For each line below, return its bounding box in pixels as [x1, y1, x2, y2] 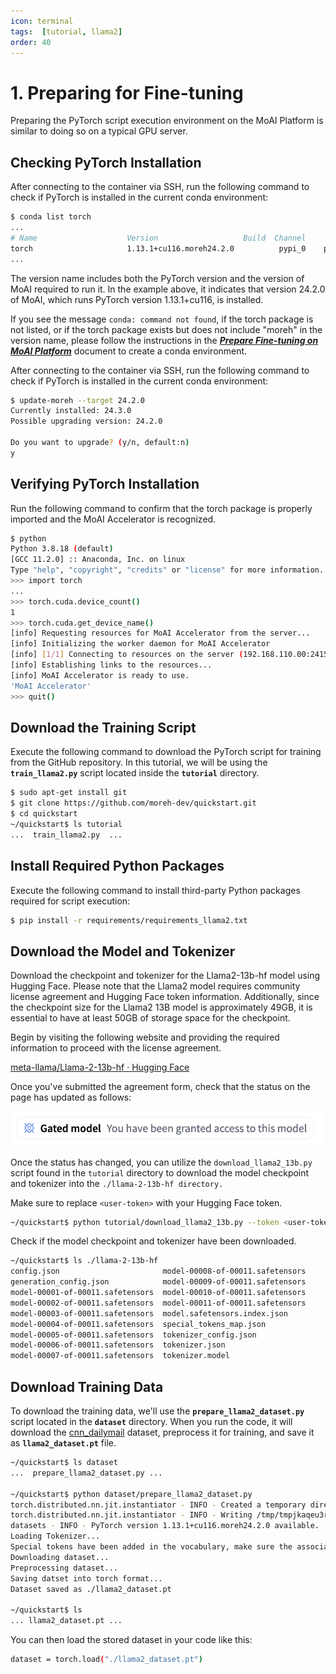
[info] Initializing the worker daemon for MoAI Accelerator [10, 639, 271, 649]
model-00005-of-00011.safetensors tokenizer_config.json [10, 1330, 257, 1340]
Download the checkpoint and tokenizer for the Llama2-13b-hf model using [10, 970, 321, 982]
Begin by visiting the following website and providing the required [10, 1031, 280, 1044]
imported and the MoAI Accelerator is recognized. [10, 513, 217, 525]
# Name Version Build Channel [10, 233, 307, 243]
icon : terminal [10, 16, 74, 26]
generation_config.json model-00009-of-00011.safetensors [10, 1277, 307, 1287]
